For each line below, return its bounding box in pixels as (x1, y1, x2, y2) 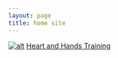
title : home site (8, 19, 66, 27)
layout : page (8, 11, 52, 20)
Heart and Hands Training (26, 41, 111, 50)
